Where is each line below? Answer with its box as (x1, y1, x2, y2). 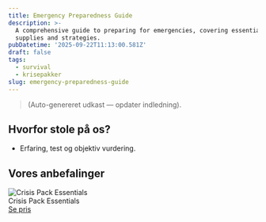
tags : (8, 56, 26, 64)
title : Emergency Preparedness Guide (8, 11, 133, 20)
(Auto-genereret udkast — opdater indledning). (27, 100, 182, 109)
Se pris (8, 205, 32, 214)
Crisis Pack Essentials (8, 196, 80, 206)
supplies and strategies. (15, 33, 101, 42)
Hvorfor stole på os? (8, 122, 111, 136)
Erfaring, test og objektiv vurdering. (19, 144, 136, 153)
